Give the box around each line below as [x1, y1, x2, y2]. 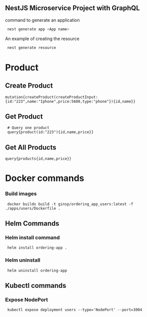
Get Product [5, 112, 43, 121]
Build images [5, 190, 37, 197]
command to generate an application [5, 17, 80, 23]
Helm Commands [5, 220, 60, 228]
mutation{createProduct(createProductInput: [5, 94, 98, 99]
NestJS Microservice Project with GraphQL [5, 4, 140, 12]
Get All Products [5, 143, 57, 151]
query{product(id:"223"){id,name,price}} [7, 130, 94, 135]
